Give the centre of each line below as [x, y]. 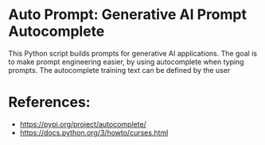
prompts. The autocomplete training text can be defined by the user [119, 70]
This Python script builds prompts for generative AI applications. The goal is [132, 53]
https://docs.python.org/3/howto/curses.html [94, 132]
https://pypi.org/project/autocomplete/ [83, 124]
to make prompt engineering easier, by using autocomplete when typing [126, 62]
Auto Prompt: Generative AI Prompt [127, 15]
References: [49, 103]
